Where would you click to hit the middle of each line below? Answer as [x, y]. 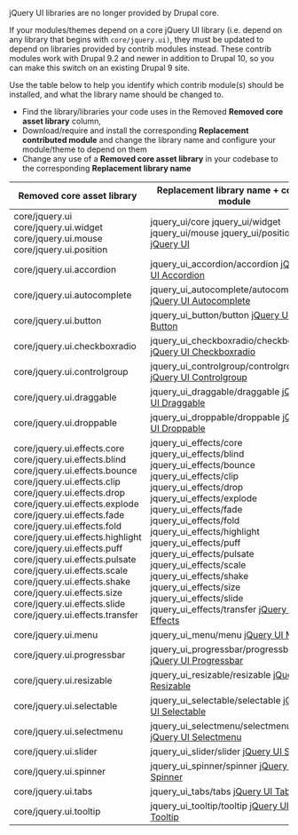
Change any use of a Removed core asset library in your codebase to [150, 159]
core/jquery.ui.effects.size [68, 592]
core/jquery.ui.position [61, 250]
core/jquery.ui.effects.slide [70, 604]
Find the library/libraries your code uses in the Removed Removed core [153, 111]
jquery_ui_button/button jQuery [215, 315]
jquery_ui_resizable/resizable [211, 675]
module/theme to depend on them [85, 149]
